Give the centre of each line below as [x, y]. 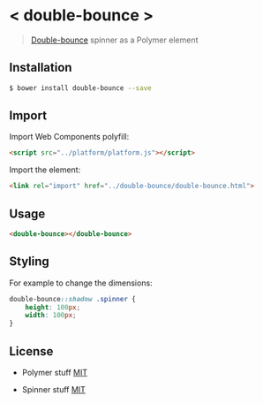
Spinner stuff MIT [54, 389]
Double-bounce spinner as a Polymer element [114, 40]
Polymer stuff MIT [55, 373]
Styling [30, 262]
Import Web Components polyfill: [69, 137]
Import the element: [45, 170]
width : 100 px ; [51, 316]
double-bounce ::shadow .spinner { [73, 299]
